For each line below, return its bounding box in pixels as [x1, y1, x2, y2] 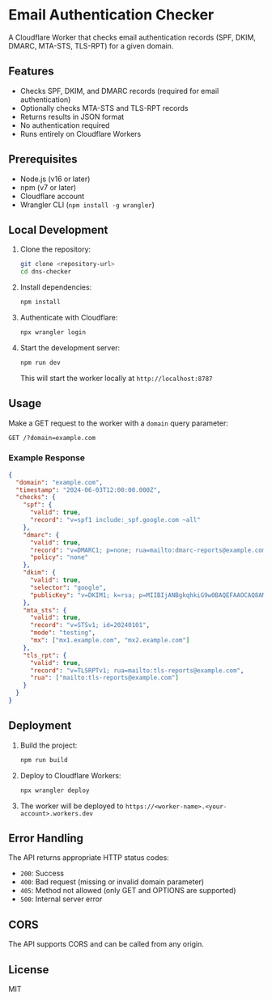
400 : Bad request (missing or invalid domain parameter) [19, 877, 205, 887]
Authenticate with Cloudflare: [19, 313, 118, 322]
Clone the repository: [19, 244, 91, 254]
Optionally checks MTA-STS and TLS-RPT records [19, 103, 189, 112]
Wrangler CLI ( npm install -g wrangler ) [19, 200, 155, 210]
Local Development [8, 222, 108, 236]
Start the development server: [19, 342, 121, 353]
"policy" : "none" [29, 553, 89, 561]
